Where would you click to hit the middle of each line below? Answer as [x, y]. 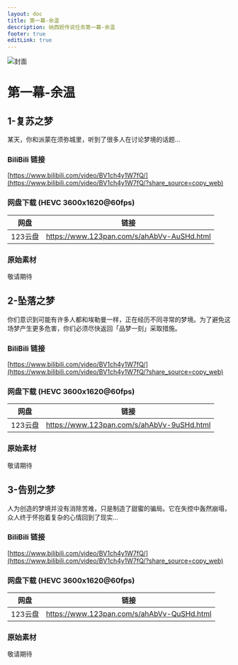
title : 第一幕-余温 [33, 21]
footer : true [27, 34]
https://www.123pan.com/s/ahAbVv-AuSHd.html [128, 236]
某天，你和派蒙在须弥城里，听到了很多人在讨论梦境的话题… [94, 140]
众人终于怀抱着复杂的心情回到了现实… [63, 517]
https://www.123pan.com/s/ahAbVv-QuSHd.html [129, 614]
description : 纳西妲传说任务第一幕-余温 [61, 27]
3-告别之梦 [31, 490]
